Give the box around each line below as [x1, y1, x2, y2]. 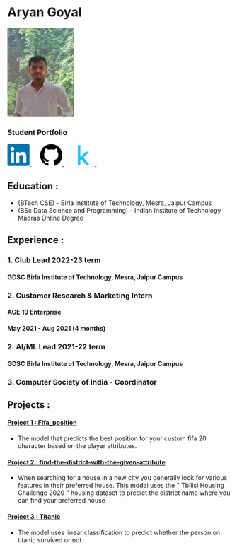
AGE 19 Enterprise [7, 308, 62, 317]
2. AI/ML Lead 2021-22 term [7, 341, 106, 351]
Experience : [7, 234, 64, 246]
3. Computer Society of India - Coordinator [7, 377, 157, 387]
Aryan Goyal [7, 4, 82, 21]
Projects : [7, 399, 51, 411]
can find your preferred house [17, 496, 106, 505]
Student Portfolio [7, 127, 68, 137]
